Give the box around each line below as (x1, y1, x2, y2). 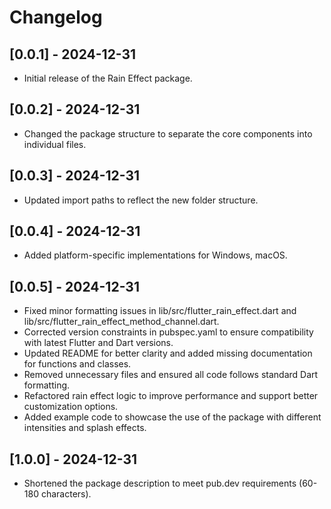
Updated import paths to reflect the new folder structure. (23, 194, 259, 206)
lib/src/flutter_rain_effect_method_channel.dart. (23, 316, 220, 328)
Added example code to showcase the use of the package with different (23, 411, 322, 423)
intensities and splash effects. (23, 422, 147, 434)
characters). (40, 488, 92, 500)
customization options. (23, 401, 119, 413)
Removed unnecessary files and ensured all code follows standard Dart (23, 369, 319, 381)
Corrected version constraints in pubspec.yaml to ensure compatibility (23, 326, 314, 338)
